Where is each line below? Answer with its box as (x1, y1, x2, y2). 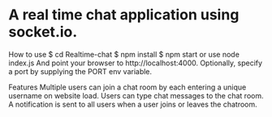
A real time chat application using (8, 6, 240, 24)
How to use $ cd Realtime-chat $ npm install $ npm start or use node (8, 49, 240, 59)
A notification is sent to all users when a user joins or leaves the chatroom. (8, 99, 257, 109)
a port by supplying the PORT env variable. (8, 66, 153, 76)
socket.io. (8, 23, 78, 41)
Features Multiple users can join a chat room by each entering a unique (8, 82, 247, 92)
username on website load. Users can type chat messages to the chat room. (8, 90, 264, 100)
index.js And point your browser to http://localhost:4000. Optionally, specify (8, 58, 262, 68)
